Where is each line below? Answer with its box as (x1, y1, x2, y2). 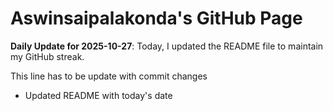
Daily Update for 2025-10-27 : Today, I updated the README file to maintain (10, 40, 324, 52)
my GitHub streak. (10, 50, 85, 62)
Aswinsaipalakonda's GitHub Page (10, 7, 303, 30)
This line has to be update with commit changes (10, 70, 208, 82)
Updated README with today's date (24, 89, 173, 101)
